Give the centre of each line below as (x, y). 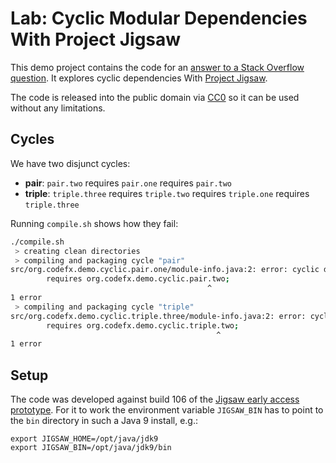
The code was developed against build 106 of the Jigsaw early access (155, 399)
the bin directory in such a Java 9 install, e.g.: (104, 421)
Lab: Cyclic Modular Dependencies (159, 18)
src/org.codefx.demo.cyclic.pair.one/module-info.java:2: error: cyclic (165, 270)
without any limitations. (58, 108)
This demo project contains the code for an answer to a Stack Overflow (157, 67)
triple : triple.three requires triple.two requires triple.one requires (167, 193)
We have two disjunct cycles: (70, 163)
